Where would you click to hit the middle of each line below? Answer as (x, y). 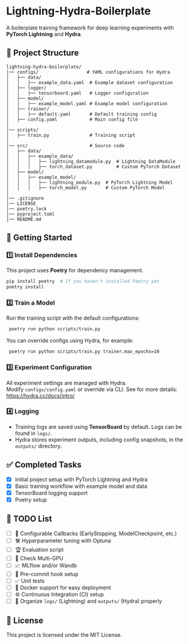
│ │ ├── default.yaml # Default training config (82, 114)
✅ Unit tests (30, 580)
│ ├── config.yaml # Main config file (72, 119)
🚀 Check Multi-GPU (39, 558)
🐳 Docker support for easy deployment (63, 588)
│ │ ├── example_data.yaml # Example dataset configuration (89, 82)
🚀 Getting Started (39, 238)
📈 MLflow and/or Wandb (46, 565)
